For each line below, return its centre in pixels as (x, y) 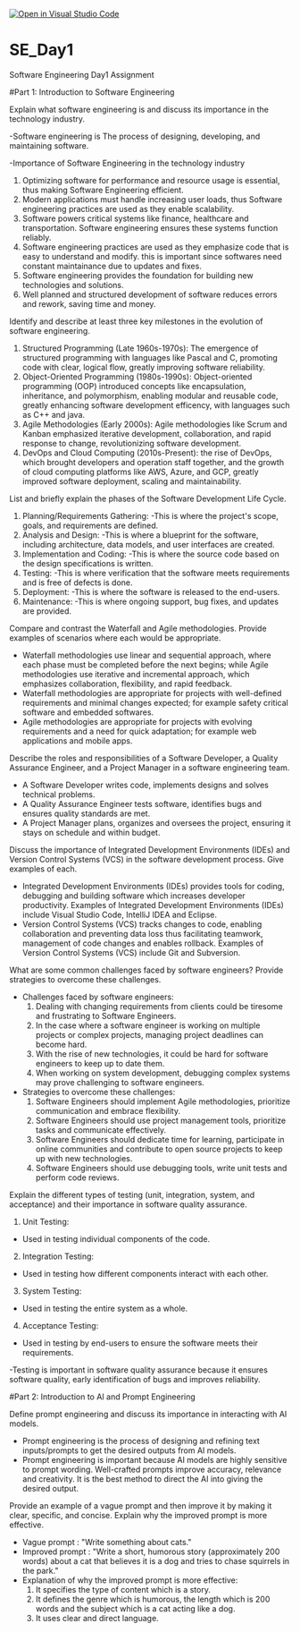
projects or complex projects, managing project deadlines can (150, 1034)
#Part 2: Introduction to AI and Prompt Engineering (103, 1397)
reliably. (37, 237)
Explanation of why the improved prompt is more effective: (130, 1580)
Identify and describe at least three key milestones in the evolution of (136, 321)
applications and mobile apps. (77, 740)
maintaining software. (49, 145)
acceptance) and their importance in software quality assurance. (128, 1204)
